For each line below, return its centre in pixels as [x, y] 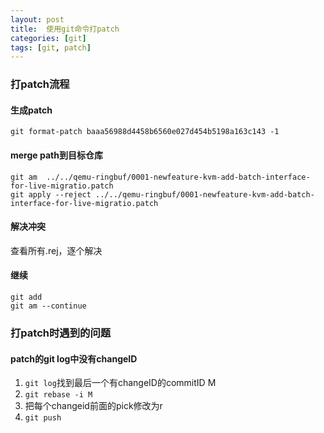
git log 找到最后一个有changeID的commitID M [120, 383]
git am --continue [48, 306]
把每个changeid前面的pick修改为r [93, 406]
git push [43, 418]
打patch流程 [40, 84]
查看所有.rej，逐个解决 [56, 250]
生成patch [31, 110]
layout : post [37, 19]
